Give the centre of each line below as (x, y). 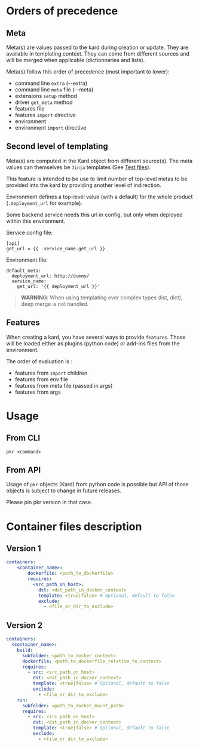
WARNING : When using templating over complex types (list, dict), (102, 298)
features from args (38, 392)
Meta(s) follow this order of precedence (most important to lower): (88, 72)
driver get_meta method (44, 102)
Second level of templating (57, 147)
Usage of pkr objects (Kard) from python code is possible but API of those (98, 485)
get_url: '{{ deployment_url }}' (59, 286)
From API (24, 470)
